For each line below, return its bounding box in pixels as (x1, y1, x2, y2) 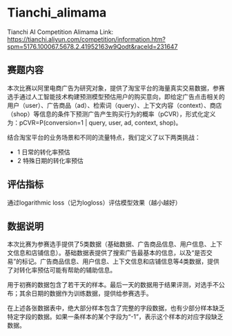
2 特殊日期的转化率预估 (17, 156, 84, 165)
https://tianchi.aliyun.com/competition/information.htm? (7, 35, 166, 43)
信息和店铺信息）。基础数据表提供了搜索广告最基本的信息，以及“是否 (12, 249, 207, 257)
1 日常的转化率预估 (17, 147, 70, 156)
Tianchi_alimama (7, 5, 107, 21)
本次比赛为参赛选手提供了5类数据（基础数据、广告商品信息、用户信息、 (7, 240, 211, 248)
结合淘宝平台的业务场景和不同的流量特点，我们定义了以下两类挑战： (7, 133, 201, 141)
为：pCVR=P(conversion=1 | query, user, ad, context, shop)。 (7, 118, 182, 127)
